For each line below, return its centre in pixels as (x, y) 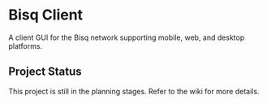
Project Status (45, 72)
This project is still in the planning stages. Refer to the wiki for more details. (134, 91)
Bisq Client (46, 15)
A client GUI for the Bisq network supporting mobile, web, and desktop (127, 37)
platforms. (26, 45)
